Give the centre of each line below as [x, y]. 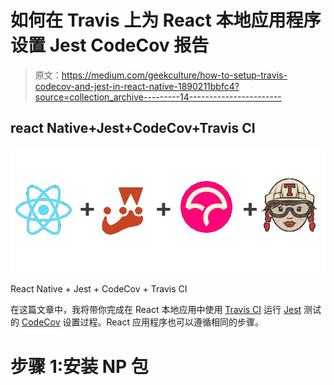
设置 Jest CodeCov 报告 [110, 45]
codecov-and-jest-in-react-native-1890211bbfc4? [137, 86]
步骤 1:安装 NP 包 [79, 366]
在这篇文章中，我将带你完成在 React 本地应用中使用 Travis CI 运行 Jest [156, 310]
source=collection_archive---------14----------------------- [158, 97]
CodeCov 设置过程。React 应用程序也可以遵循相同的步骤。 [142, 322]
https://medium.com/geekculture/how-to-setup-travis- [174, 75]
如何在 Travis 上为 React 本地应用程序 [166, 20]
